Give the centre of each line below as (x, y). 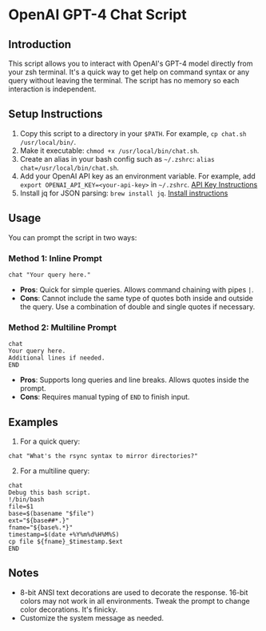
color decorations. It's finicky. (69, 609)
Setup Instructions (56, 114)
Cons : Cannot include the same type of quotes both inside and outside (136, 298)
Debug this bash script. (50, 493)
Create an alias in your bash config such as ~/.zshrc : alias (117, 159)
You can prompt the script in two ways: (73, 237)
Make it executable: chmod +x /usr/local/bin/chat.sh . (109, 151)
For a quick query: (50, 441)
